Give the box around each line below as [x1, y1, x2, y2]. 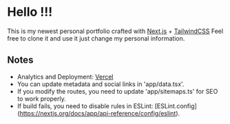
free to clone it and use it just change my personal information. [7, 34, 185, 42]
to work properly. [17, 94, 67, 103]
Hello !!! [7, 4, 53, 20]
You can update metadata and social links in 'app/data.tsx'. [17, 80, 185, 88]
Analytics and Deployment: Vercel [17, 72, 114, 81]
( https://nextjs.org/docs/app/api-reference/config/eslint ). [17, 109, 180, 117]
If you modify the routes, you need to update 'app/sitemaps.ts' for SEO [17, 87, 218, 95]
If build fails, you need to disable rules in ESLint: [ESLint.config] [17, 101, 198, 110]
